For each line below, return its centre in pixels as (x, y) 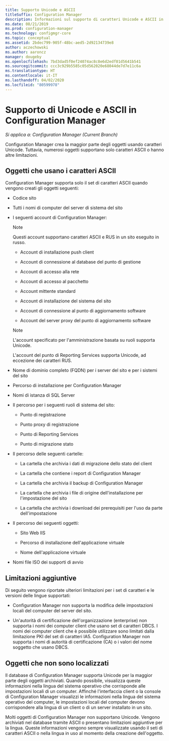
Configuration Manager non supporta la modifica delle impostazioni (83, 605)
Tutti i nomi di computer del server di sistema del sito (67, 208)
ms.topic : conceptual (28, 38)
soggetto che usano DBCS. (41, 647)
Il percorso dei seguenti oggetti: (46, 523)
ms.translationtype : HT (30, 71)
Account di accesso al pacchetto (54, 282)
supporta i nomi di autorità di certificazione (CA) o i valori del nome (82, 642)
